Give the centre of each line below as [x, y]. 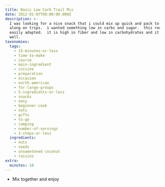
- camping [24, 124]
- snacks [23, 96]
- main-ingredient [33, 64]
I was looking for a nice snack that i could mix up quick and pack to [84, 23]
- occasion [25, 78]
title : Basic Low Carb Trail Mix [39, 10]
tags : [15, 46]
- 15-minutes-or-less [36, 51]
